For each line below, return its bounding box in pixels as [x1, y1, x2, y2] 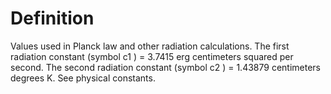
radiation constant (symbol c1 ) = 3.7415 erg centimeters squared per [10, 50, 294, 62]
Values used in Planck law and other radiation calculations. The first [10, 40, 290, 52]
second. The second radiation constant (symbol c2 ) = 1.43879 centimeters [10, 61, 322, 73]
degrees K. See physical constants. [10, 72, 156, 84]
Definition [10, 7, 95, 30]
